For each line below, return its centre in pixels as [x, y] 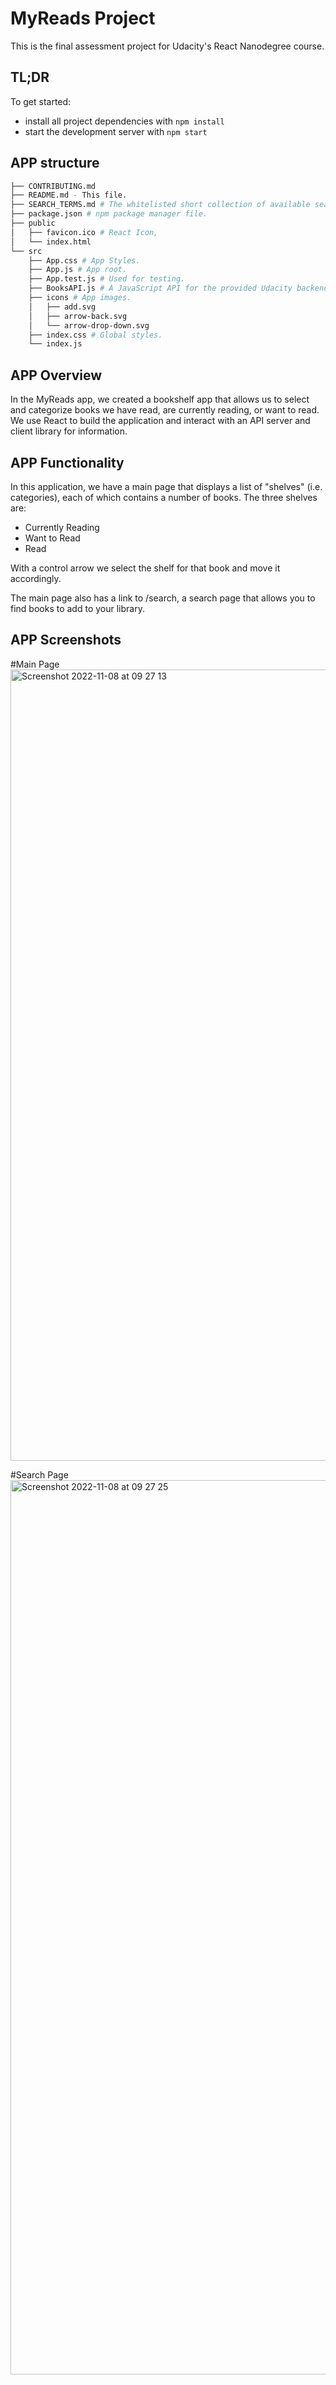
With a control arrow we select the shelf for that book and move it [145, 568]
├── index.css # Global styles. [95, 335]
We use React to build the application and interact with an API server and [160, 421]
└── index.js [55, 344]
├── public [33, 223]
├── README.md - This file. [69, 195]
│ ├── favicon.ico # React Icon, [84, 232]
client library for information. [69, 431]
